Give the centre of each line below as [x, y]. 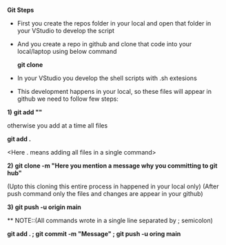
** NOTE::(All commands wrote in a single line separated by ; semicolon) [110, 220]
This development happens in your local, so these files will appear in [114, 91]
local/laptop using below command [67, 51]
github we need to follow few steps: [68, 99]
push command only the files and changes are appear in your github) [105, 194]
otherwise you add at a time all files [58, 126]
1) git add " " [25, 112]
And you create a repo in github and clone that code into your [104, 44]
